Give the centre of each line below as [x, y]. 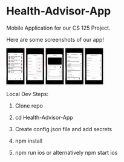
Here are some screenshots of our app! [55, 39]
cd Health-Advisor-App [44, 117]
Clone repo [29, 105]
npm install [29, 141]
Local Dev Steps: [28, 94]
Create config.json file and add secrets [64, 129]
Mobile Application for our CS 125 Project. [58, 28]
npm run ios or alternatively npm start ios [66, 152]
